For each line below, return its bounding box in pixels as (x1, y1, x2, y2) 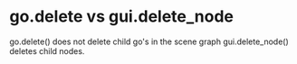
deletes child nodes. (9, 45, 85, 56)
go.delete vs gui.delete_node (9, 6, 234, 27)
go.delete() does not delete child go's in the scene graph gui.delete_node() (9, 36, 290, 47)
